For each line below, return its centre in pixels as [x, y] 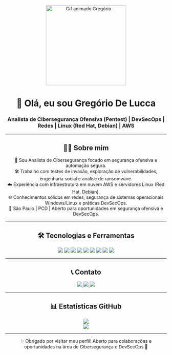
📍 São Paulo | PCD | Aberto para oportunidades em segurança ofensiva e [86, 208]
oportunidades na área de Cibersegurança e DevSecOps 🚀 [86, 347]
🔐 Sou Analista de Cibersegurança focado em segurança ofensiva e [86, 160]
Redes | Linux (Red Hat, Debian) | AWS [86, 126]
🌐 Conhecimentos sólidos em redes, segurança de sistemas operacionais [86, 197]
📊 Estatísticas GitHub [86, 307]
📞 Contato [86, 272]
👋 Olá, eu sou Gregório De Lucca [86, 103]
